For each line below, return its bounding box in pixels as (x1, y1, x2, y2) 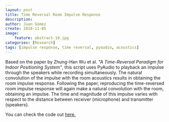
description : (5, 17, 33, 22)
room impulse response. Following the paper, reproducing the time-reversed (5, 80, 164, 86)
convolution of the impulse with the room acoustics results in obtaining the (5, 75, 161, 81)
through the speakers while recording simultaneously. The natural (5, 69, 143, 76)
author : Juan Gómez (5, 21, 47, 27)
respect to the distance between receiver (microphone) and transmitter (5, 96, 153, 102)
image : (5, 31, 19, 36)
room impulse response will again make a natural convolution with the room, (5, 85, 164, 91)
